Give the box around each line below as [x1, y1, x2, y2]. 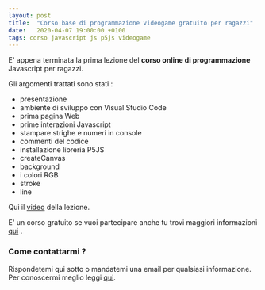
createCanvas [19, 154, 66, 163]
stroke [19, 179, 41, 189]
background [19, 162, 60, 171]
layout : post [8, 11, 52, 20]
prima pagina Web [19, 112, 80, 121]
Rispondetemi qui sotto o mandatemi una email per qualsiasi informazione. [8, 264, 252, 273]
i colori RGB [19, 170, 59, 180]
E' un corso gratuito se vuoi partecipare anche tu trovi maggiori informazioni [8, 218, 258, 227]
